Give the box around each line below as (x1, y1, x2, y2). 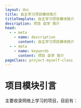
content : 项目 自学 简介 (18, 53, 64, 58)
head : (5, 26, 16, 31)
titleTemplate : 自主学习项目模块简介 (5, 16, 75, 21)
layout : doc (5, 7, 29, 12)
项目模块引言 (5, 80, 57, 92)
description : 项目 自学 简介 (5, 21, 60, 26)
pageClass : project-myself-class (5, 58, 73, 63)
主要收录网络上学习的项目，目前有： (5, 98, 78, 104)
